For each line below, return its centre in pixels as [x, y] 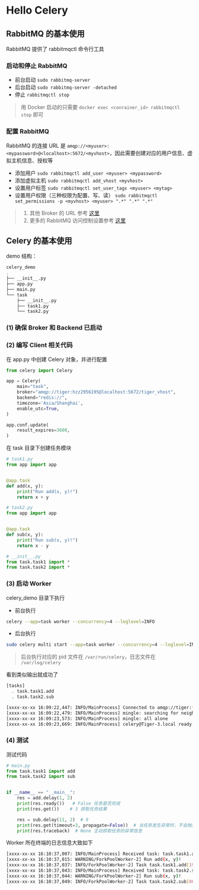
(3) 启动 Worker [29, 584]
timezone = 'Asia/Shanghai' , [50, 403]
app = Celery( [24, 381]
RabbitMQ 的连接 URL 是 [36, 145]
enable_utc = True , [38, 409]
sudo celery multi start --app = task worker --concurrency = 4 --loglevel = [98, 645]
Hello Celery [37, 10]
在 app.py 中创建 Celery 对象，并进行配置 [57, 359]
